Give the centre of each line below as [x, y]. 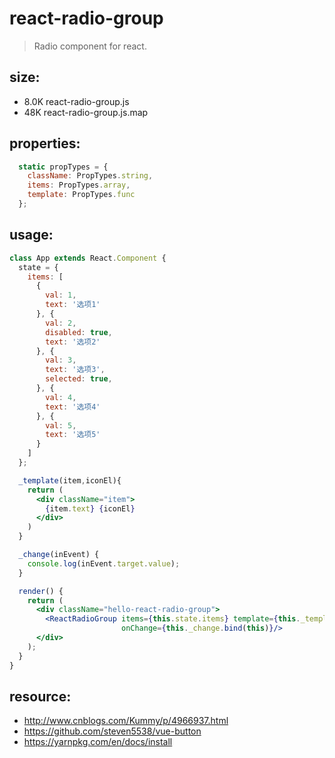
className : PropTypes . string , [90, 176]
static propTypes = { [63, 167]
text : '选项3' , [75, 370]
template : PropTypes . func [81, 195]
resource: [40, 696]
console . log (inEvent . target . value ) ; [104, 563]
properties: [45, 143]
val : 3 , [61, 360]
